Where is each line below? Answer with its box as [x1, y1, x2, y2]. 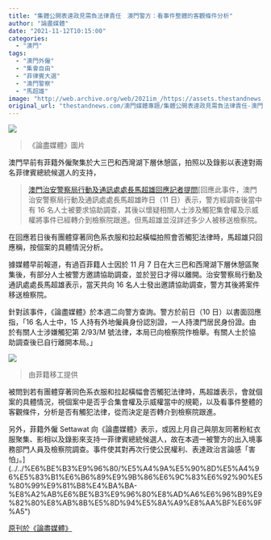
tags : [8, 49, 27, 57]
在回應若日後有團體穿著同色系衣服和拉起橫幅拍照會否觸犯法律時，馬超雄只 [8, 232, 256, 243]
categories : [8, 34, 48, 43]
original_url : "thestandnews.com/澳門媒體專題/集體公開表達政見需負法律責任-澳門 [8, 102, 264, 110]
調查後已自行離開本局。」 [15, 337, 97, 348]
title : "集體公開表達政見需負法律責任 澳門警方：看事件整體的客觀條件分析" [8, 11, 233, 20]
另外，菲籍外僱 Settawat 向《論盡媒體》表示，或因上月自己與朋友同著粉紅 [8, 424, 254, 434]
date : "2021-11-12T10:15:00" [8, 27, 106, 35]
